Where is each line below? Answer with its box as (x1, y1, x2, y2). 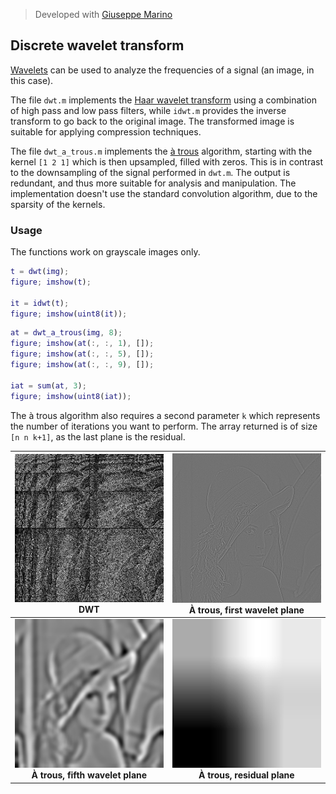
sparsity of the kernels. (10, 198, 106, 210)
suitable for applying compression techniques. (10, 125, 202, 138)
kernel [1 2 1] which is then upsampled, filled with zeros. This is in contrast (10, 155, 324, 168)
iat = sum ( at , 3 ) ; (10, 380, 87, 391)
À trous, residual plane (198, 769, 295, 781)
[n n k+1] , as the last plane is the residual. (10, 430, 186, 443)
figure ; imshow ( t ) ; (10, 277, 92, 287)
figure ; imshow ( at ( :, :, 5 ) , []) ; (10, 349, 155, 359)
